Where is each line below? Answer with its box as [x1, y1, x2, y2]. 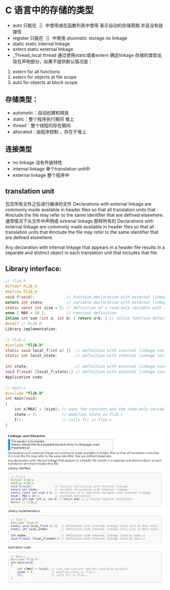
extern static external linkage [12, 46, 73, 52]
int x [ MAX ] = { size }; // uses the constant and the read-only [14, 407, 148, 412]
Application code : [5, 374, 44, 380]
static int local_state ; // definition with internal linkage [5, 353, 155, 359]
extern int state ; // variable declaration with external [5, 300, 151, 305]
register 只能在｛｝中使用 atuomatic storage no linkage [12, 35, 127, 41]
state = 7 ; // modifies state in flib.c [14, 412, 123, 417]
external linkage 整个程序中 [12, 172, 70, 178]
